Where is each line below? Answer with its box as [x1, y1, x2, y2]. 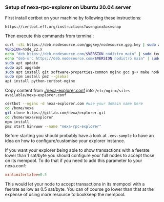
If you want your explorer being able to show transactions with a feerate [5, 147, 150, 153]
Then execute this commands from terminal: [5, 33, 94, 39]
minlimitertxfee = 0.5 [5, 172, 47, 177]
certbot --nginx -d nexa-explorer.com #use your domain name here [5, 101, 143, 106]
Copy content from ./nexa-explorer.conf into [5, 87, 94, 94]
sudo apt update [5, 61, 38, 65]
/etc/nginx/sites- [95, 88, 133, 94]
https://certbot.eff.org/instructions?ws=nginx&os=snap [5, 24, 121, 29]
